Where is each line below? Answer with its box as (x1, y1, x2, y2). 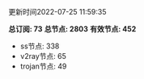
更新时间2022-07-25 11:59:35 (8, 7, 107, 16)
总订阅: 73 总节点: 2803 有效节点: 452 (8, 24, 137, 34)
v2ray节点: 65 (19, 52, 66, 60)
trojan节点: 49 (19, 61, 67, 71)
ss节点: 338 (19, 41, 60, 51)
